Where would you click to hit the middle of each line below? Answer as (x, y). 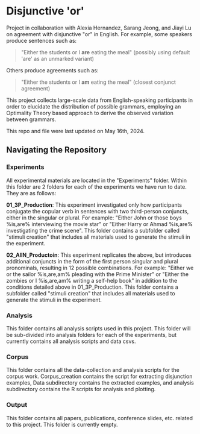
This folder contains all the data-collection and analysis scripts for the (93, 370)
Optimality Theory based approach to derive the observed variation (90, 113)
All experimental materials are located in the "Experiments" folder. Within (96, 180)
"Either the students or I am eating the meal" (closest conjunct (98, 82)
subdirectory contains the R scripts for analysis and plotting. (81, 389)
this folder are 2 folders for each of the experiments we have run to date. (96, 187)
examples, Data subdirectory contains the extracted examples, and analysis (100, 383)
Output (17, 405)
